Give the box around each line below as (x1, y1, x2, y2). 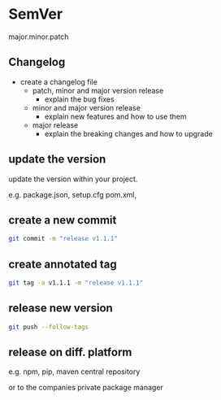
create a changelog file (19, 76, 97, 86)
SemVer (8, 5, 63, 24)
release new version (8, 302, 114, 315)
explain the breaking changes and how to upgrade (44, 128, 213, 138)
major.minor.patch (8, 32, 69, 41)
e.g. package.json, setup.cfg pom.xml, (8, 189, 136, 199)
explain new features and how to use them (44, 111, 187, 121)
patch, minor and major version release (32, 85, 164, 95)
